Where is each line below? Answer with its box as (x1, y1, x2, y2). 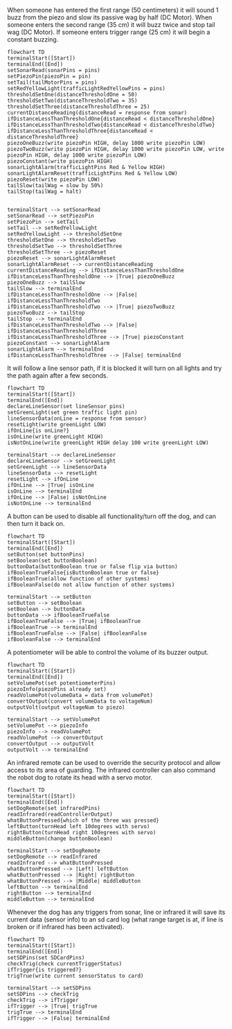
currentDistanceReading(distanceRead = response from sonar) (7, 109, 188, 116)
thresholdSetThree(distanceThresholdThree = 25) (7, 103, 150, 110)
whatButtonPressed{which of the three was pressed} (7, 817, 159, 824)
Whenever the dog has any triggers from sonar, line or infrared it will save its (7, 908, 226, 916)
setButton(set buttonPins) (7, 551, 85, 558)
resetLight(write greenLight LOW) (7, 421, 107, 428)
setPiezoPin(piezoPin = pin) (7, 73, 91, 80)
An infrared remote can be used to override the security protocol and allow (7, 759, 221, 766)
